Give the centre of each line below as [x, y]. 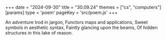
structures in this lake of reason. [39, 33]
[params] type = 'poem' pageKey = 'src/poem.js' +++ [62, 12]
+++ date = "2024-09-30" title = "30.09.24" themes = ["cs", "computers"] [83, 7]
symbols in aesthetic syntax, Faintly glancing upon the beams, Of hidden [81, 27]
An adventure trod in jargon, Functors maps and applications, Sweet [77, 22]
